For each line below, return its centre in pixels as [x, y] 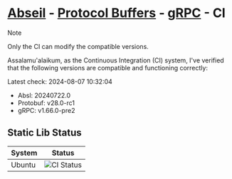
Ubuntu [23, 165]
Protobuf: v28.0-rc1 [46, 103]
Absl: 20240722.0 [44, 95]
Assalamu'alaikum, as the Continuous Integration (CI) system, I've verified [116, 60]
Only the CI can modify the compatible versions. [78, 46]
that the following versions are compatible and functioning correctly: [108, 67]
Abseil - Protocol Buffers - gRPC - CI [116, 13]
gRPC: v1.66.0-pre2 [46, 110]
